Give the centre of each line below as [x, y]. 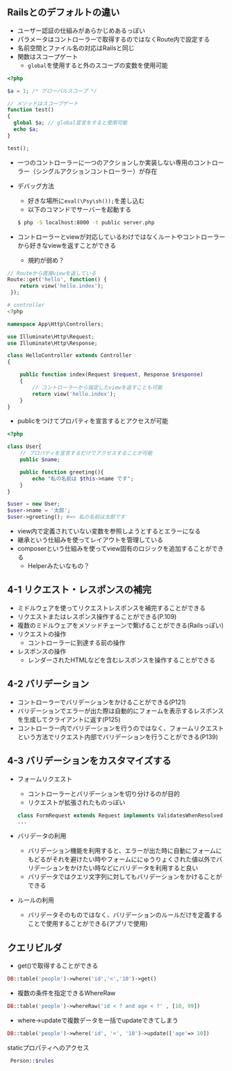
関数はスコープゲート [48, 56]
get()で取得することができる [58, 966]
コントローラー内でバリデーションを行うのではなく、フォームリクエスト [121, 728]
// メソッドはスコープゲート [43, 103]
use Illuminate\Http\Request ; [51, 337]
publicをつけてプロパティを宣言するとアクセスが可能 [93, 421]
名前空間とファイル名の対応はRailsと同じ [76, 48]
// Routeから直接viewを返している [52, 273]
